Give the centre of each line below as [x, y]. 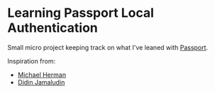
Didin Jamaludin [41, 82]
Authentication [53, 28]
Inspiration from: [32, 61]
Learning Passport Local [81, 13]
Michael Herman [42, 75]
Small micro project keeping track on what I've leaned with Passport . [107, 47]
